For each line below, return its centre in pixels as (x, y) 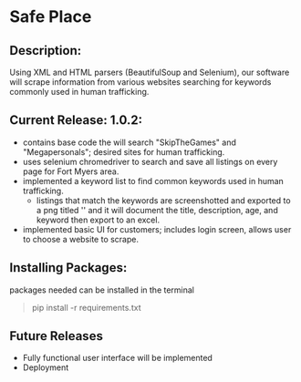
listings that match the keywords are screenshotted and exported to (163, 200)
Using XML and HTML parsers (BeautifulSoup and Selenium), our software (150, 72)
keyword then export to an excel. (98, 220)
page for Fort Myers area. (71, 171)
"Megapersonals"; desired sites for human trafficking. (124, 151)
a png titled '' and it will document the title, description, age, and (157, 210)
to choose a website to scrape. (81, 239)
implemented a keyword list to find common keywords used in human (153, 181)
